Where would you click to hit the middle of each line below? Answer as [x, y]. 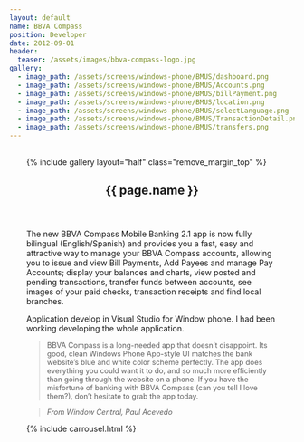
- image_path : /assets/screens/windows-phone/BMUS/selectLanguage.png [153, 110]
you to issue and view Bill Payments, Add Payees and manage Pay [150, 263]
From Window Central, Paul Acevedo [110, 413]
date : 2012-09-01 [42, 43]
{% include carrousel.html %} [81, 428]
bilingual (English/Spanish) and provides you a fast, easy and [140, 244]
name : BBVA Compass [46, 26]
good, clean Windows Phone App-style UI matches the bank [150, 354]
